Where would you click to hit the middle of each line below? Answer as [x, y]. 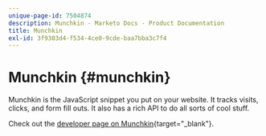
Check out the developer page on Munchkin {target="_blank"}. [111, 124]
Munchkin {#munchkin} [90, 78]
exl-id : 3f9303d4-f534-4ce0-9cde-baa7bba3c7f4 [88, 38]
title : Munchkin [35, 30]
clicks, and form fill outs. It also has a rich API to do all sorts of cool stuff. [129, 108]
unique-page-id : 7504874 [50, 16]
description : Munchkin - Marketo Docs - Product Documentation [117, 23]
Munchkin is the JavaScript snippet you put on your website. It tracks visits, [133, 100]
